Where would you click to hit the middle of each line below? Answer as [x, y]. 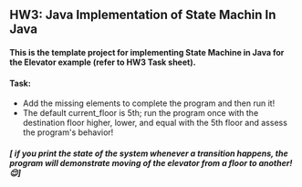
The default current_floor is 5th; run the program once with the [141, 113]
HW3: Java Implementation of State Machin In [143, 15]
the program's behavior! [68, 132]
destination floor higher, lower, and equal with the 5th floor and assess [155, 123]
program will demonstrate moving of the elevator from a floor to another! [151, 162]
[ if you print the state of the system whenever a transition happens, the [149, 153]
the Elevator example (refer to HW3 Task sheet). [103, 62]
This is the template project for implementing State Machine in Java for [147, 52]
